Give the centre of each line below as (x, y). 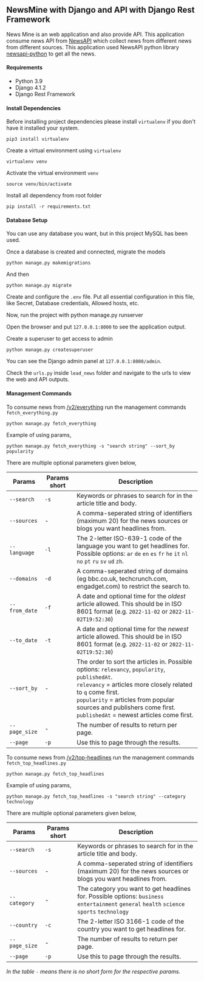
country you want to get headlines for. (132, 929)
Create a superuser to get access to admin (60, 339)
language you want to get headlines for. (133, 546)
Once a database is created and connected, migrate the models (86, 252)
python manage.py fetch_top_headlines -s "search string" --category (96, 796)
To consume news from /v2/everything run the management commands (96, 407)
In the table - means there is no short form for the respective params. (93, 971)
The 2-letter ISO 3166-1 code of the (131, 921)
